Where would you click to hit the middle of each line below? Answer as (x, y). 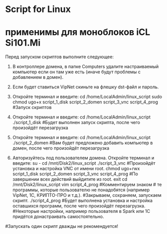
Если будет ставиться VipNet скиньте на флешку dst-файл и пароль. (86, 87)
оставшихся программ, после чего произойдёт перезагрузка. (79, 206)
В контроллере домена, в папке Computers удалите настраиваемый (86, 67)
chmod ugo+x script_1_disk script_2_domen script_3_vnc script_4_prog (85, 102)
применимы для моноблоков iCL (78, 32)
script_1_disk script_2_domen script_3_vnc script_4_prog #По (75, 174)
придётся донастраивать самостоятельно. (58, 216)
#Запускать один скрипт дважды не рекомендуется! (62, 226)
